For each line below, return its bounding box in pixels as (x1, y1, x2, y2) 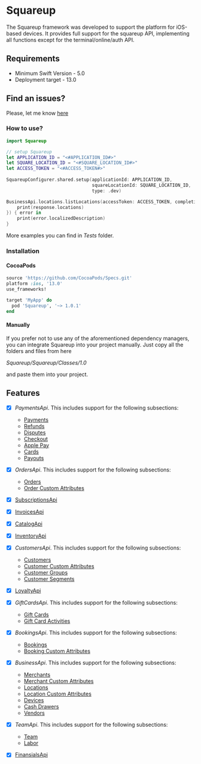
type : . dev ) (92, 187, 121, 194)
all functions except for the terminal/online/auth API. (6, 36, 135, 43)
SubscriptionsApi (14, 496, 58, 503)
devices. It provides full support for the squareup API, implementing (23, 29, 190, 37)
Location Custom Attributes (23, 690, 92, 697)
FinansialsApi (14, 751, 48, 759)
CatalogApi (14, 520, 43, 527)
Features (6, 388, 40, 398)
